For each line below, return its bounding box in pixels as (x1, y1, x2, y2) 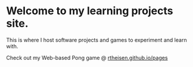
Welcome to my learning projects (6, 4, 173, 18)
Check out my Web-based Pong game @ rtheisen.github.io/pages (6, 54, 168, 61)
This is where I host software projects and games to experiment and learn (6, 36, 187, 43)
